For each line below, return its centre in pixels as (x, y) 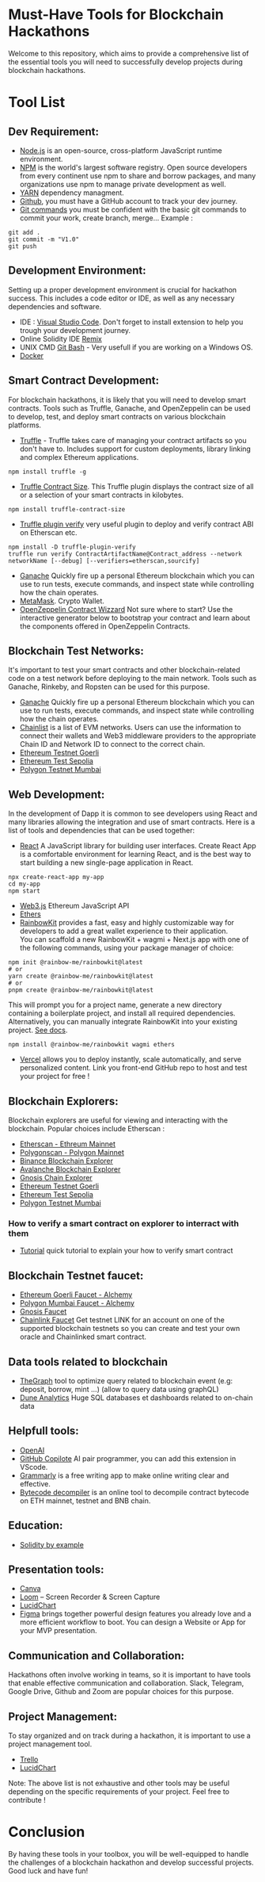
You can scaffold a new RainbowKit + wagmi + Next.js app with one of (134, 939)
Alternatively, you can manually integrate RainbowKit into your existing (123, 1022)
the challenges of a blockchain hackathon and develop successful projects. (131, 1862)
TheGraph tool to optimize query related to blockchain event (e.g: (126, 1380)
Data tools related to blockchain (88, 1362)
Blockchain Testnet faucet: (76, 1275)
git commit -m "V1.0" (44, 239)
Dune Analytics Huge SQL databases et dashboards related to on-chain (136, 1398)
